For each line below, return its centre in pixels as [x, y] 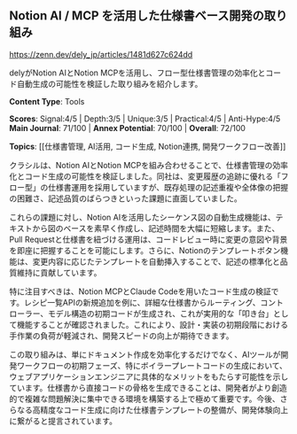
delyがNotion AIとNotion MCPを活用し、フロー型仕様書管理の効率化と [137, 73]
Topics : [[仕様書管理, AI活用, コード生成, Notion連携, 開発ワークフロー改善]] [148, 146]
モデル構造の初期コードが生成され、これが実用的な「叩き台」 [160, 314]
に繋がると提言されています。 [63, 421]
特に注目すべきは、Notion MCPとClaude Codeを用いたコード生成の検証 [141, 291]
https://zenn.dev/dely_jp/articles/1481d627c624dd [101, 54]
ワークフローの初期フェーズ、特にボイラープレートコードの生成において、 [152, 365]
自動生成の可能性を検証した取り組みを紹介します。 [109, 83]
